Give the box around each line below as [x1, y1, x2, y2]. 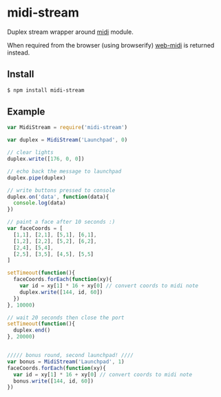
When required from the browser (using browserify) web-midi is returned [7, 41, 215, 49]
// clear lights [7, 149, 54, 156]
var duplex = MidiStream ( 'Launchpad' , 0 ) [7, 137, 128, 144]
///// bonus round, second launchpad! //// [7, 352, 134, 359]
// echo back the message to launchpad [7, 168, 122, 175]
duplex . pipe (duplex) [7, 174, 67, 181]
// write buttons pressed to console [7, 186, 116, 194]
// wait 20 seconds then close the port [7, 314, 125, 321]
